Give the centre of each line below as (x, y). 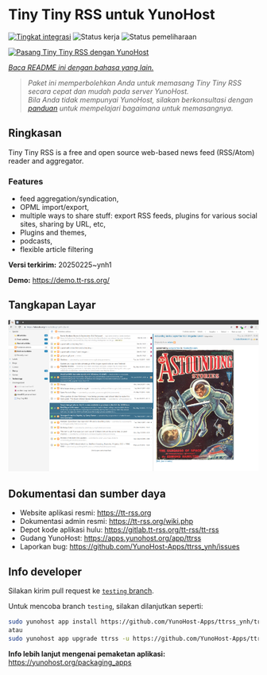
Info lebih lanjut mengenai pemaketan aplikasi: (87, 654)
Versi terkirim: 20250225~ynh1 (60, 265)
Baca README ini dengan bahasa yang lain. (81, 67)
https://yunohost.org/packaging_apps (70, 662)
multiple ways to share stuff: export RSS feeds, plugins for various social (139, 215)
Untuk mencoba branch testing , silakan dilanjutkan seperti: (106, 607)
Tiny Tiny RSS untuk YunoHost (112, 15)
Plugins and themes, (53, 233)
